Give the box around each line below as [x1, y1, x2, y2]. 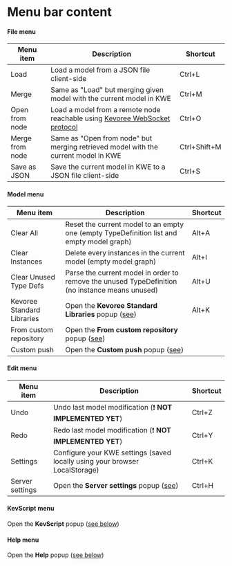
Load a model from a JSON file [50, 65, 151, 75]
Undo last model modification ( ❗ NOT [52, 402, 173, 412]
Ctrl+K [191, 456, 213, 466]
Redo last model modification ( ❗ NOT [52, 425, 171, 435]
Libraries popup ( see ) [65, 309, 137, 319]
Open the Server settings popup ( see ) [52, 480, 179, 490]
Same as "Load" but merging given [50, 85, 164, 95]
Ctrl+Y [191, 430, 213, 440]
